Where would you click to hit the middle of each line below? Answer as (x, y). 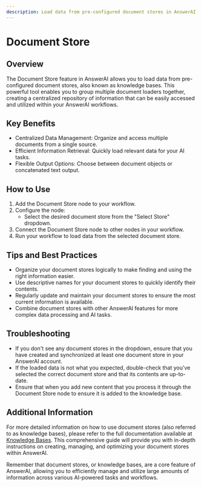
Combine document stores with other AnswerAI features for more (96, 308)
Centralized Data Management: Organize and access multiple (91, 138)
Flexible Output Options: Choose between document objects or (94, 164)
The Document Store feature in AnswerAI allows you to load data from (93, 79)
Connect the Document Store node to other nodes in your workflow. (99, 230)
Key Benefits (31, 124)
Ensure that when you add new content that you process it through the (103, 387)
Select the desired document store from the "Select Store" (97, 217)
